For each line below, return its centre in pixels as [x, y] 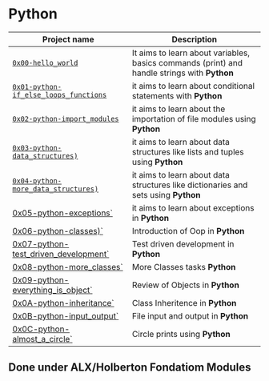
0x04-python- [37, 180]
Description [195, 39]
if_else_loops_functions [60, 94]
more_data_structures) [55, 188]
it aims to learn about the [179, 109]
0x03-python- [37, 148]
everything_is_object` [52, 290]
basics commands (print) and [187, 62]
